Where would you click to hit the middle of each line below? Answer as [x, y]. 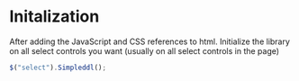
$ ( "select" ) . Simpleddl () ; [58, 67]
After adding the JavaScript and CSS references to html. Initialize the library [150, 41]
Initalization [54, 17]
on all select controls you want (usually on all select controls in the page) [145, 50]
